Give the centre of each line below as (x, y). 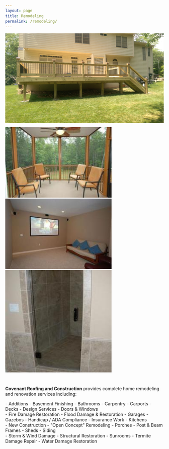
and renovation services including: (41, 394)
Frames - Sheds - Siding (31, 430)
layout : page (19, 11)
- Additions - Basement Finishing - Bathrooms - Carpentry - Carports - (78, 403)
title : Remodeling (24, 16)
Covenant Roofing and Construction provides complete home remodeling (82, 388)
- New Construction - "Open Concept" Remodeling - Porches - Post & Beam (84, 425)
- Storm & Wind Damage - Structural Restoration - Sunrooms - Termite (78, 435)
